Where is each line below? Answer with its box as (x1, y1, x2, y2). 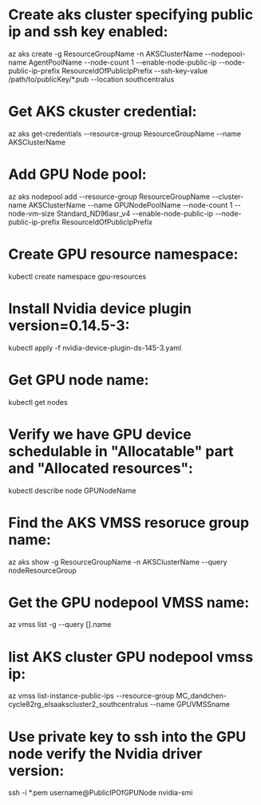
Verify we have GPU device (8, 425, 192, 443)
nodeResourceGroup (8, 565, 77, 575)
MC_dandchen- (176, 691, 227, 700)
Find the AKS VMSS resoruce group (8, 514, 250, 532)
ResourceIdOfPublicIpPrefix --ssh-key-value (61, 65, 208, 75)
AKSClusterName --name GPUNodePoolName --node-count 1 (28, 200, 233, 209)
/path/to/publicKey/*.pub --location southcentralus (8, 74, 175, 84)
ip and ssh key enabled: (8, 22, 168, 41)
